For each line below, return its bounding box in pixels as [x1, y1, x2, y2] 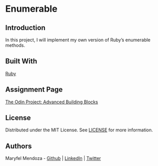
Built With [5, 57, 37, 66]
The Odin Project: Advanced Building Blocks [5, 99, 98, 105]
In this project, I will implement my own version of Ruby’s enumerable [5, 37, 151, 43]
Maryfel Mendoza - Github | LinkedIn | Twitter [5, 155, 101, 161]
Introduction [5, 23, 46, 32]
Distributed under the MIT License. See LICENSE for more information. [5, 127, 153, 133]
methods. [5, 42, 25, 48]
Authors [5, 142, 32, 150]
